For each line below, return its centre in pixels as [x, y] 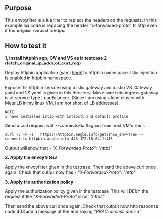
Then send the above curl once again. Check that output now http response [82, 206]
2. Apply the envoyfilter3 [31, 157]
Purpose [18, 8]
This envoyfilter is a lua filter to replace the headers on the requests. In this [81, 20]
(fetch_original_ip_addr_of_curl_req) [43, 63]
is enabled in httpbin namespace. [39, 78]
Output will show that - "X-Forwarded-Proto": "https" [59, 148]
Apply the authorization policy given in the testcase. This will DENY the [77, 191]
